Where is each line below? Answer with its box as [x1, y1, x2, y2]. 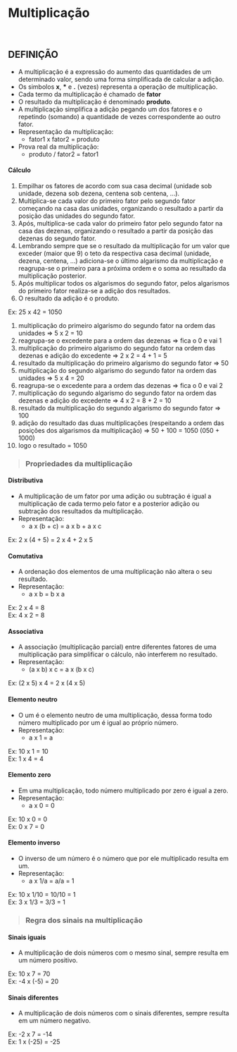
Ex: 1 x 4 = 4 [8, 754, 44, 763]
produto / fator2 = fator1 [28, 149, 99, 158]
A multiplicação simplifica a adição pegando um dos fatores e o [18, 104, 203, 114]
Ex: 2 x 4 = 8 [8, 604, 45, 612]
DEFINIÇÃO [8, 49, 58, 61]
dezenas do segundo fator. [18, 234, 97, 243]
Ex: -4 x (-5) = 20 [8, 977, 59, 986]
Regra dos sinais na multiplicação [25, 915, 143, 925]
